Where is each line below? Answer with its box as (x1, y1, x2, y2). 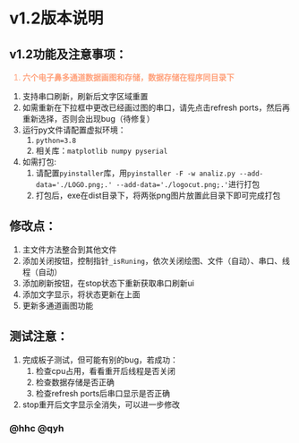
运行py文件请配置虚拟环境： (21, 124, 126, 135)
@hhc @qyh (9, 422, 64, 434)
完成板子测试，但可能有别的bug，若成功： (21, 354, 179, 365)
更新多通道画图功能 (21, 300, 94, 311)
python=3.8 (35, 136, 77, 145)
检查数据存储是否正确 (35, 377, 115, 388)
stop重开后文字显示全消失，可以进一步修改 (21, 399, 181, 410)
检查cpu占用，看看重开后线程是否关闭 (35, 365, 176, 376)
